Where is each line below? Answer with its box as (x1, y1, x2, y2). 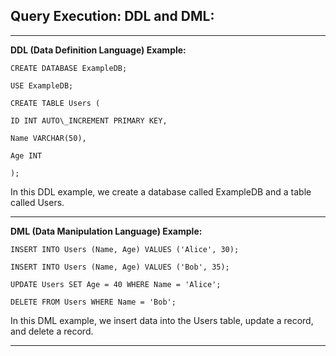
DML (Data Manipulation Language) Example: (10, 225, 203, 237)
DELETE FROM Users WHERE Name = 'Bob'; (10, 297, 177, 307)
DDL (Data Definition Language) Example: (10, 44, 187, 56)
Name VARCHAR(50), (10, 133, 87, 143)
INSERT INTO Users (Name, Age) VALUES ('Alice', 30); (10, 244, 240, 254)
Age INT (10, 150, 43, 161)
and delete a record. (10, 325, 94, 337)
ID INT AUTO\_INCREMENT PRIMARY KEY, (10, 115, 168, 126)
